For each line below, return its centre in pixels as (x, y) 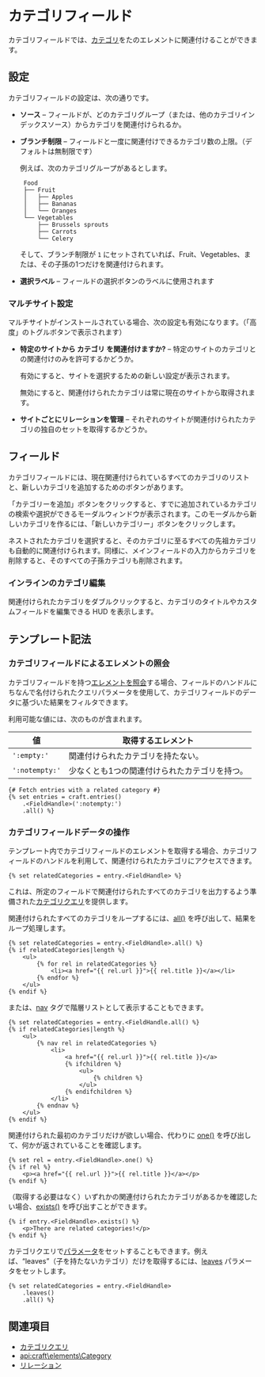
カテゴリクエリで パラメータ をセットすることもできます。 (101, 1251)
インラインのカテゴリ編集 (57, 583)
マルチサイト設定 (41, 304)
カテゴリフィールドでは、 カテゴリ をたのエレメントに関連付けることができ (129, 40)
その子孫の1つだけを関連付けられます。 (104, 264)
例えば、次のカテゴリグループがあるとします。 (95, 168)
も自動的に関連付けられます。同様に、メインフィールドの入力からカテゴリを (132, 550)
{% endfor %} (58, 978)
